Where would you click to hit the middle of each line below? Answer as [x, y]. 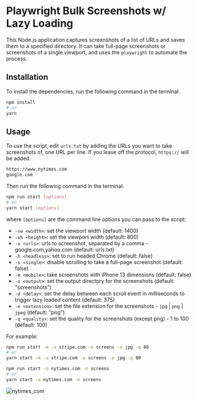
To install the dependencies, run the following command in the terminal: [93, 91]
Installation [27, 77]
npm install [21, 102]
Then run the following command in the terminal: [65, 186]
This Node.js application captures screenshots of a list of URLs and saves [96, 40]
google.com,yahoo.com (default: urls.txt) [65, 249]
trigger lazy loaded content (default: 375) [65, 300]
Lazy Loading [40, 23]
